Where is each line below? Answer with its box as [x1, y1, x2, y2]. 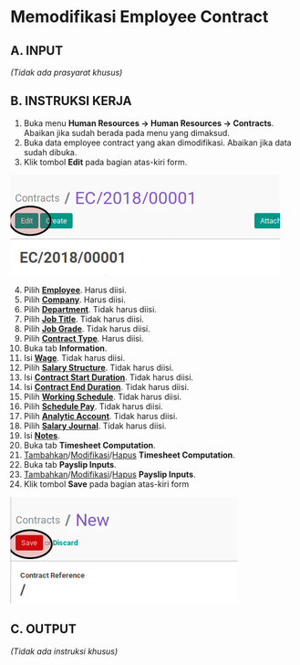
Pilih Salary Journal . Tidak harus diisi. [23, 420, 167, 431]
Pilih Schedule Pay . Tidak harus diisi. [23, 400, 163, 412]
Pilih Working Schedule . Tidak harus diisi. [23, 391, 182, 402]
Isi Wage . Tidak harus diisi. [23, 352, 126, 363]
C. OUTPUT [10, 621, 77, 637]
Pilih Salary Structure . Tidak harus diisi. [23, 362, 174, 373]
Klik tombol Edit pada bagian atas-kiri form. [23, 156, 188, 167]
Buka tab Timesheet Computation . [23, 439, 156, 450]
